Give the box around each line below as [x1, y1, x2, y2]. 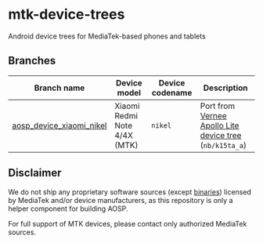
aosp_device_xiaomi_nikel [12, 120, 107, 131]
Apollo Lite [200, 120, 240, 131]
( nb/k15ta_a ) [200, 140, 247, 151]
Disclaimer [8, 166, 62, 180]
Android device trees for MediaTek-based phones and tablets [8, 31, 206, 41]
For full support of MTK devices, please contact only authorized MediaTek [8, 219, 247, 228]
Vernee [200, 110, 227, 121]
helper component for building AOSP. [8, 204, 128, 213]
